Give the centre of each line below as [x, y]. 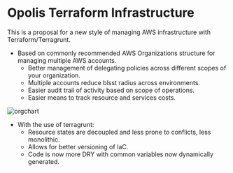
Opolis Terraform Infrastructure [101, 13]
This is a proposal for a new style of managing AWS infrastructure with [109, 32]
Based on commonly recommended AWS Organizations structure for [116, 53]
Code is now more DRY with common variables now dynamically [121, 154]
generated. [44, 161]
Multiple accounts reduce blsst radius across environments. [114, 82]
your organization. [54, 75]
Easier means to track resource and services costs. [102, 97]
